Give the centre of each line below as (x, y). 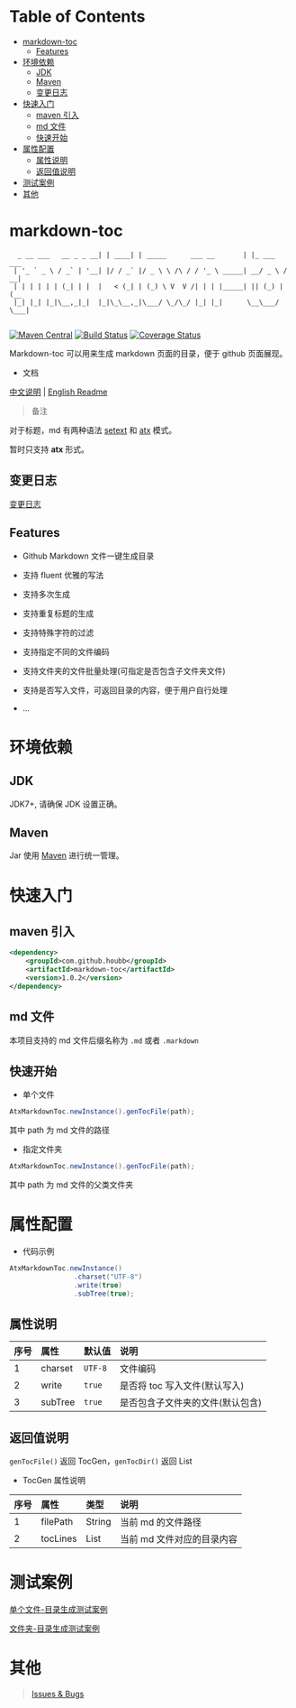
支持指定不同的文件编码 (66, 651)
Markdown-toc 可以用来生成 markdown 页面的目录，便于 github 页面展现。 (148, 353)
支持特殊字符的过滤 (58, 632)
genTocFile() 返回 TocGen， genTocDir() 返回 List (101, 1461)
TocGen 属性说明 (54, 1481)
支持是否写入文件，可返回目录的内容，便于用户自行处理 (125, 690)
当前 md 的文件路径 (161, 1522)
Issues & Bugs (58, 1694)
